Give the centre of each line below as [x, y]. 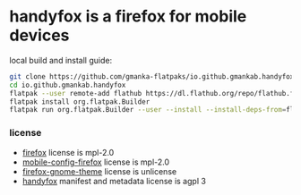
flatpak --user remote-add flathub [76, 93]
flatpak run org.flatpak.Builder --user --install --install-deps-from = [148, 110]
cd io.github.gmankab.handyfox [68, 85]
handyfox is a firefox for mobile [128, 17]
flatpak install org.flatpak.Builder [80, 102]
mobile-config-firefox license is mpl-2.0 [96, 162]
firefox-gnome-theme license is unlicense [99, 171]
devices [39, 35]
